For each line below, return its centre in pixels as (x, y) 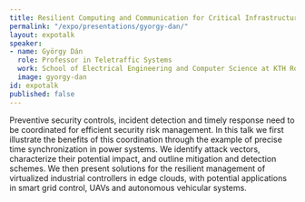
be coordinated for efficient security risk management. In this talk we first (147, 129)
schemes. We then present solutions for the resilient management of (138, 168)
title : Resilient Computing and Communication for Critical (126, 18)
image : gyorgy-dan (53, 77)
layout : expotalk (42, 35)
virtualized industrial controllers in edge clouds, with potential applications (148, 177)
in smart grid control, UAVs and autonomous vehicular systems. (128, 187)
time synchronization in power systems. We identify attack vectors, (135, 149)
